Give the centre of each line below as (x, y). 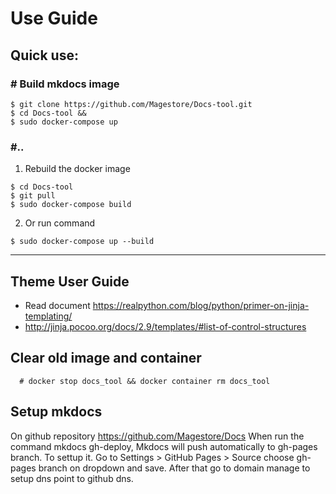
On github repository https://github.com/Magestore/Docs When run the (157, 436)
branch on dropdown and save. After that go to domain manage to (174, 468)
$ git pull (33, 196)
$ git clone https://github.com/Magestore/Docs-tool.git (131, 104)
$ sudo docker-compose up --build (82, 242)
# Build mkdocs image (65, 84)
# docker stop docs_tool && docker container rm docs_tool (145, 381)
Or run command (60, 223)
